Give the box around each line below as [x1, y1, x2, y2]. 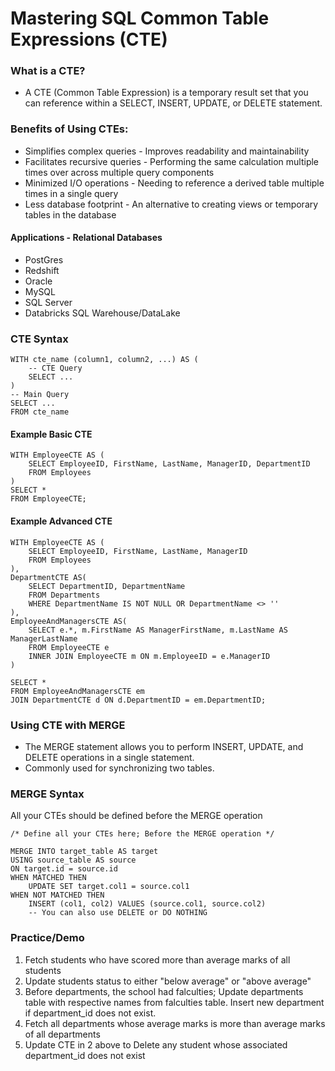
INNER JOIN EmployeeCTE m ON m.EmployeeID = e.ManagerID [28, 651, 271, 661]
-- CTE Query [28, 363, 83, 374]
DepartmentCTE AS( [10, 572, 87, 582]
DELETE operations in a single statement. [24, 751, 195, 763]
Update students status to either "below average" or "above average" [24, 975, 312, 987]
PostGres [24, 253, 64, 266]
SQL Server [24, 296, 73, 308]
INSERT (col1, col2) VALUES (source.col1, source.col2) [28, 899, 267, 909]
